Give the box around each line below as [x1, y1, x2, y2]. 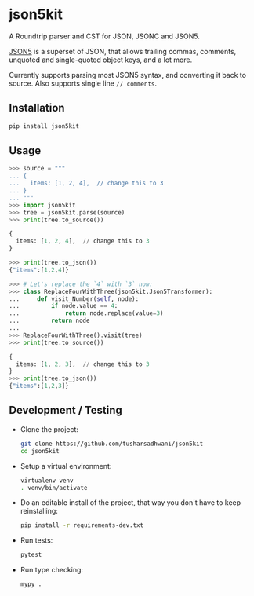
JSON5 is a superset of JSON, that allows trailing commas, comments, [9, 46, 237, 56]
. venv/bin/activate [20, 484, 88, 492]
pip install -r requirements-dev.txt [20, 521, 144, 529]
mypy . [20, 580, 42, 588]
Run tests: [20, 536, 53, 545]
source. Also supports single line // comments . [9, 79, 158, 88]
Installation [9, 101, 65, 115]
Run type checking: [20, 565, 84, 575]
